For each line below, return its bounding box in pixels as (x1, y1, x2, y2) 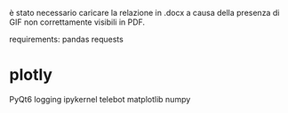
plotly (9, 65, 53, 85)
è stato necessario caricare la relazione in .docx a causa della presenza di (9, 8, 280, 18)
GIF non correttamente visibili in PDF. (9, 17, 145, 27)
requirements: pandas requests (9, 34, 124, 44)
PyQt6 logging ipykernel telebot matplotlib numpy (9, 94, 191, 104)
